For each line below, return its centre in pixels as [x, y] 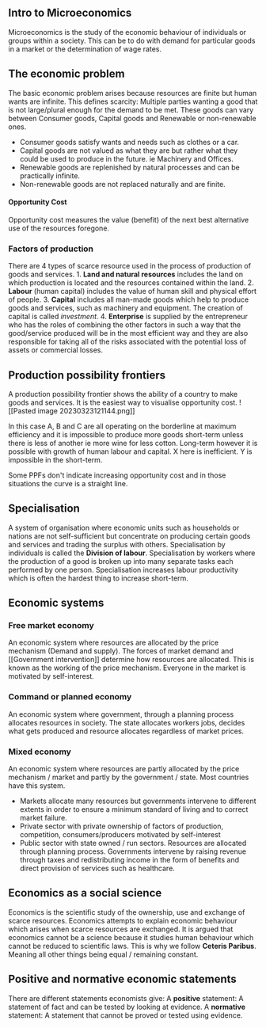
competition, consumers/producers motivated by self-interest [120, 835]
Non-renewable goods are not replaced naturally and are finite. [122, 184]
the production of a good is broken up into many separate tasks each [121, 561]
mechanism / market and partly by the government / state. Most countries [129, 777]
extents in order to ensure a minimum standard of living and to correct [134, 809]
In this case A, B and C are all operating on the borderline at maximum [122, 426]
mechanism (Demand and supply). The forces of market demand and [121, 651]
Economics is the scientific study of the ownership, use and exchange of [127, 912]
